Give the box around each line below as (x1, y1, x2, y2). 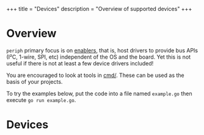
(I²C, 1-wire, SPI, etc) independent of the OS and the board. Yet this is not (6, 53, 191, 60)
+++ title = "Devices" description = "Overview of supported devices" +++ (6, 5, 192, 12)
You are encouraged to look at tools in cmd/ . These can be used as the (6, 71, 184, 79)
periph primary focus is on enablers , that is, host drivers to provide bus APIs (6, 46, 199, 54)
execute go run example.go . (6, 96, 76, 103)
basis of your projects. (6, 78, 63, 85)
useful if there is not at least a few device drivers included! (6, 59, 154, 67)
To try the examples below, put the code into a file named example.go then (6, 90, 192, 97)
